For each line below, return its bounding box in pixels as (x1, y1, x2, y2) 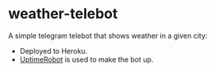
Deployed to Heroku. (19, 46, 88, 55)
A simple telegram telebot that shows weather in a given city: (8, 31, 208, 40)
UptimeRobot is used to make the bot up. (19, 55, 154, 64)
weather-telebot (8, 5, 118, 23)
